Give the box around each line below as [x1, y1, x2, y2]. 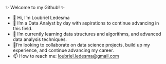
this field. [12, 26, 33, 31]
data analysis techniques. [12, 36, 67, 42]
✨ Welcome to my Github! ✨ [5, 5, 65, 10]
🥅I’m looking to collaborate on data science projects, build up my [12, 42, 150, 48]
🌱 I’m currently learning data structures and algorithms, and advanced [12, 31, 161, 37]
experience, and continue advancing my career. [12, 47, 114, 53]
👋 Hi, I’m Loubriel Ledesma [12, 15, 70, 20]
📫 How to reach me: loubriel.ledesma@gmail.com [12, 53, 119, 59]
